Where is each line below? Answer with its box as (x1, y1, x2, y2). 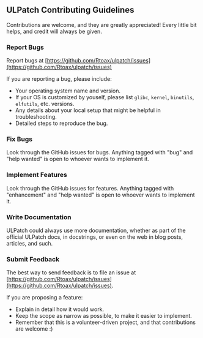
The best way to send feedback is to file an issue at (6, 269, 136, 276)
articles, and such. (6, 240, 53, 247)
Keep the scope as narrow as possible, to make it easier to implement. (15, 312, 193, 320)
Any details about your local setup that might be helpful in (15, 107, 161, 114)
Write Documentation (6, 212, 72, 221)
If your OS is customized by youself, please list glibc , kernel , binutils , (15, 94, 194, 101)
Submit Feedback (6, 255, 60, 263)
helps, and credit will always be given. (6, 28, 102, 35)
